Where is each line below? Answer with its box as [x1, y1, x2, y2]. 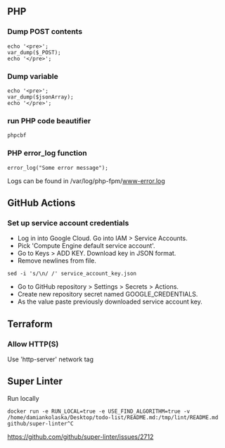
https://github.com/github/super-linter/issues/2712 [7, 433, 154, 441]
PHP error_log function [7, 148, 87, 158]
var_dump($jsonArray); [7, 93, 74, 101]
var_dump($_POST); [7, 49, 61, 56]
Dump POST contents [7, 27, 83, 37]
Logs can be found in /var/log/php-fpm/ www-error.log [7, 176, 165, 185]
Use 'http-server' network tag [7, 355, 94, 363]
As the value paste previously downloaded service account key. [17, 297, 202, 306]
